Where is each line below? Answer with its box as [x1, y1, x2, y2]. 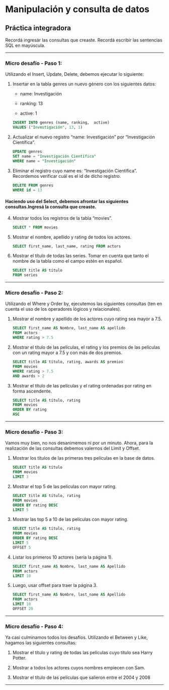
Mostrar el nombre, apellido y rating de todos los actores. [12, 234, 132, 240]
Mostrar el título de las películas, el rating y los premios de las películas [12, 344, 160, 351]
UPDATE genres [12, 149, 42, 155]
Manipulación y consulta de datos [5, 4, 150, 15]
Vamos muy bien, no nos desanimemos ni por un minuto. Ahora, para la [5, 440, 153, 446]
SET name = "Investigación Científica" [12, 154, 97, 159]
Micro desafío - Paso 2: [5, 289, 63, 297]
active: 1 [20, 110, 37, 117]
